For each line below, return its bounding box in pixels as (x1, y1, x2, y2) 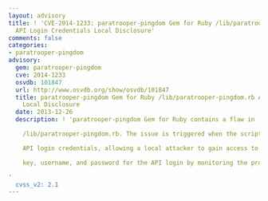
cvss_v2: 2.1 (15, 180, 59, 188)
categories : (8, 41, 48, 49)
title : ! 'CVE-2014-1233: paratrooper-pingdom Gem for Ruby (8, 19, 213, 27)
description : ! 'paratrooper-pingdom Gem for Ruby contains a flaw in (15, 116, 255, 124)
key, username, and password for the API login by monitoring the (22, 159, 248, 167)
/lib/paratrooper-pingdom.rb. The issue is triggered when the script (22, 130, 262, 138)
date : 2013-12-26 (15, 108, 73, 116)
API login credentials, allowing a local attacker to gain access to (22, 144, 259, 152)
